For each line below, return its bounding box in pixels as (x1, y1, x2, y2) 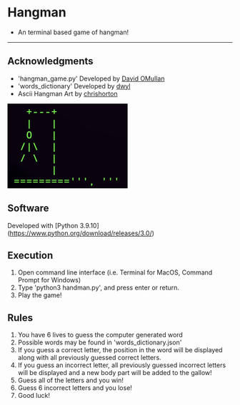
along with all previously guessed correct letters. (17, 354, 162, 362)
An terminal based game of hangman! (17, 28, 129, 36)
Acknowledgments (7, 55, 94, 68)
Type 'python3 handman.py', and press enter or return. (17, 283, 180, 292)
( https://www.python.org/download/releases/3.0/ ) (7, 229, 155, 237)
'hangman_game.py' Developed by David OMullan (17, 74, 165, 83)
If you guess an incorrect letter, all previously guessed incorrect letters (17, 361, 226, 369)
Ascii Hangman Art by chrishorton (17, 89, 118, 98)
